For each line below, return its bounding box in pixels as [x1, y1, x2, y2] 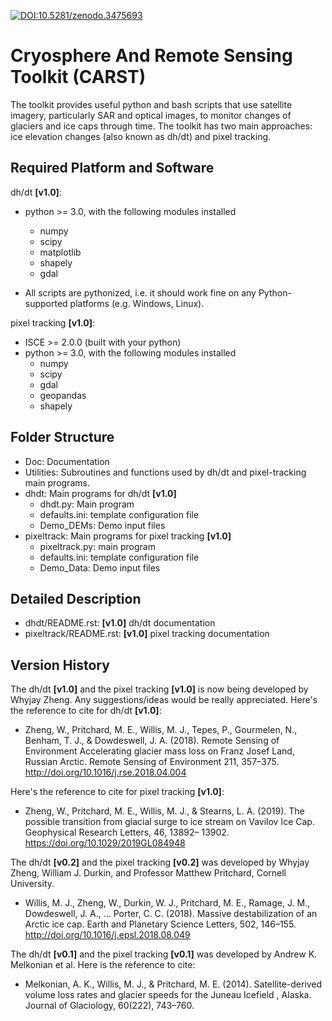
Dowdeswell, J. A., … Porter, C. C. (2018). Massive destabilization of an [24, 908, 318, 920]
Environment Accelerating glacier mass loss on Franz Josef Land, [24, 745, 295, 757]
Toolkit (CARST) [10, 66, 147, 89]
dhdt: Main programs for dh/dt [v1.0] [24, 487, 177, 499]
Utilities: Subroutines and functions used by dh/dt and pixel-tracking [24, 466, 307, 478]
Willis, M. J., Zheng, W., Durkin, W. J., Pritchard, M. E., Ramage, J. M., [24, 897, 311, 909]
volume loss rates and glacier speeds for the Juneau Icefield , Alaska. [24, 989, 312, 1001]
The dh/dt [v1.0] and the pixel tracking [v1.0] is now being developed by [10, 683, 309, 695]
